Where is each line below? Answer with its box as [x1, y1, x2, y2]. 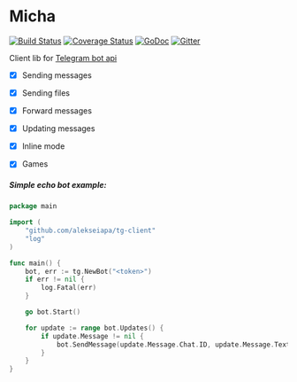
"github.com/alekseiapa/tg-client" [25, 226, 156, 236]
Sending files [21, 88, 71, 98]
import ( [9, 218, 42, 227]
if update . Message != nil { [41, 331, 144, 340]
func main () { [9, 259, 62, 268]
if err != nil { [25, 275, 86, 285]
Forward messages [21, 105, 93, 116]
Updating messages [21, 123, 95, 134]
